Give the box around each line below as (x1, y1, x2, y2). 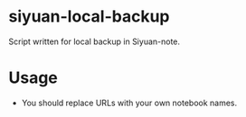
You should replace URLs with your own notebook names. (21, 97, 238, 108)
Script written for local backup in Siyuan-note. (8, 36, 181, 47)
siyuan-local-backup (8, 6, 170, 27)
